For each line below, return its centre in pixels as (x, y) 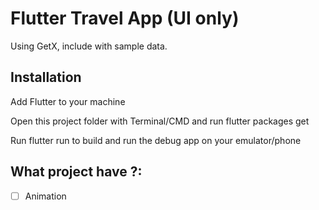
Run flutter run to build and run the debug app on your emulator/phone (156, 140)
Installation (46, 77)
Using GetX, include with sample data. (89, 46)
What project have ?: (76, 172)
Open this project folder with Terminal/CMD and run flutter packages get (160, 121)
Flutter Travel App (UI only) (125, 18)
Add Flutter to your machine (68, 101)
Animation (45, 196)
